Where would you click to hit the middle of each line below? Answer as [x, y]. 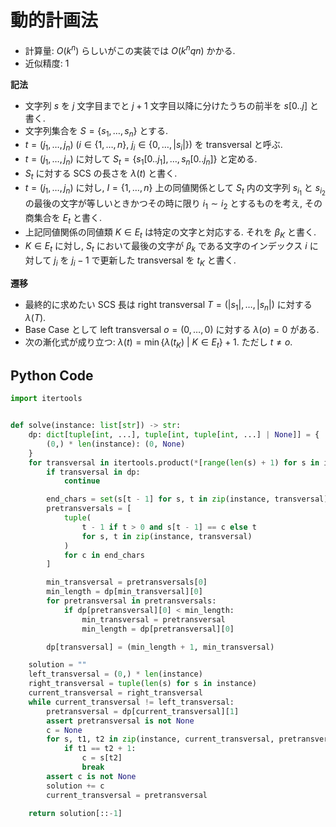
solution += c [75, 786]
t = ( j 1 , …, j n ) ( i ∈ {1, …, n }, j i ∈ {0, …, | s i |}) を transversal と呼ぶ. [153, 146]
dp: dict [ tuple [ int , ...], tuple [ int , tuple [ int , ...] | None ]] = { [174, 435]
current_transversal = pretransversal [127, 795]
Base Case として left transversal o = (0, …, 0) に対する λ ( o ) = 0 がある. [172, 329]
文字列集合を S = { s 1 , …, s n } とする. [96, 131]
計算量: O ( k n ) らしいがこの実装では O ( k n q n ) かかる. [130, 49]
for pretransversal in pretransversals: [131, 601]
